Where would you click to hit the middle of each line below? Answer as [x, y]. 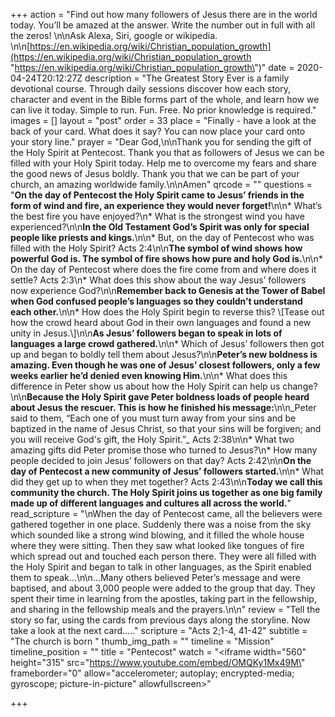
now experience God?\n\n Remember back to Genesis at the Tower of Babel [168, 290]
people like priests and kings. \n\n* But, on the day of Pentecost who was [162, 237]
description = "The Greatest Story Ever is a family [187, 78]
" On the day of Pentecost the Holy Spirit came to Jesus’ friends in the [157, 195]
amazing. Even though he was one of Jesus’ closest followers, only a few [165, 365]
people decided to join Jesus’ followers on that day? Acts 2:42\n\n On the [161, 460]
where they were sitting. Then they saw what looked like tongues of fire [157, 545]
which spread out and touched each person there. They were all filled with [163, 556]
